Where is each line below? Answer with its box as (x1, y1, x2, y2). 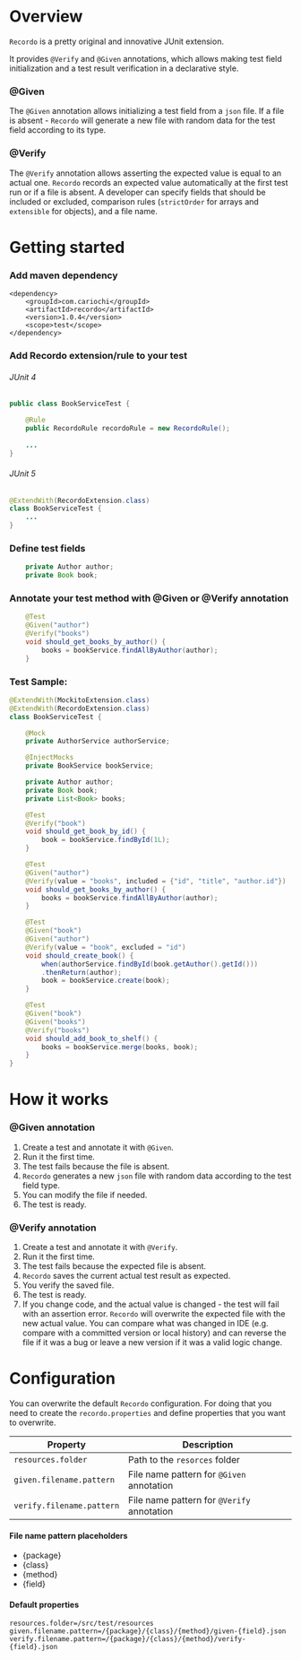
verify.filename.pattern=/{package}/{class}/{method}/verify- (9, 1635, 246, 1644)
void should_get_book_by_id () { (25, 827, 146, 836)
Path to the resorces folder (128, 1453, 240, 1465)
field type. (21, 1179, 60, 1190)
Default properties (9, 1599, 80, 1610)
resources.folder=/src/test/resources (9, 1619, 154, 1629)
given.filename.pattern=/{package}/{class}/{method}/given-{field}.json (9, 1627, 287, 1636)
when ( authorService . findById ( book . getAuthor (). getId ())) (41, 960, 258, 969)
